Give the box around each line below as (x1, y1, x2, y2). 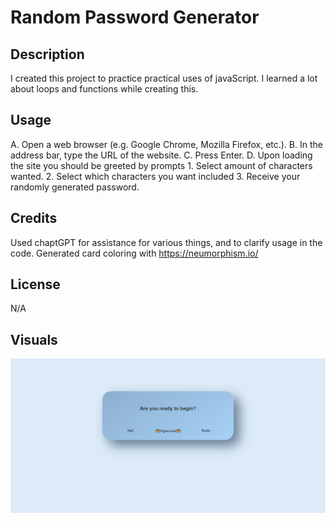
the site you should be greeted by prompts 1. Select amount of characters (10, 159, 313, 171)
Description (10, 46, 85, 63)
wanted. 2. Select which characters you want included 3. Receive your (10, 170, 301, 182)
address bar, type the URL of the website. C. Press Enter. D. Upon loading (10, 149, 313, 161)
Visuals (10, 331, 58, 348)
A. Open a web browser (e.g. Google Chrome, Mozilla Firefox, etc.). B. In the (10, 138, 323, 150)
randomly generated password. (10, 181, 140, 193)
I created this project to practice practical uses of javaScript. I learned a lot (10, 72, 318, 84)
